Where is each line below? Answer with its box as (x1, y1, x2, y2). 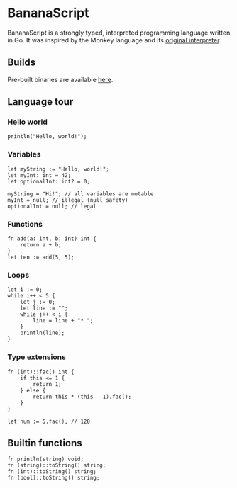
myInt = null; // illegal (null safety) (7, 196, 129, 203)
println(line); (20, 329, 65, 337)
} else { (20, 387, 46, 394)
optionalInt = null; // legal (7, 203, 97, 210)
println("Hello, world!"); (7, 133, 87, 140)
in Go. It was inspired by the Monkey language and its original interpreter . (7, 35, 221, 44)
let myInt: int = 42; (7, 171, 72, 178)
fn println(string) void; (7, 455, 84, 463)
